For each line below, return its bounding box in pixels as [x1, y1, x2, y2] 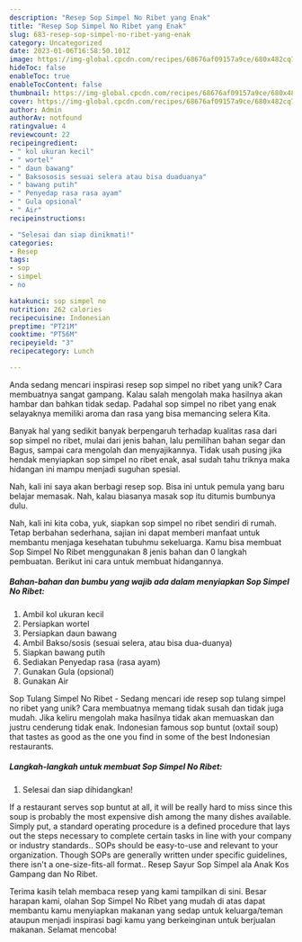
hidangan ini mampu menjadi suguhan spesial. [9, 463, 182, 474]
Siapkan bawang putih [22, 647, 106, 658]
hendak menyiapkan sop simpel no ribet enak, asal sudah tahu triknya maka [9, 453, 290, 464]
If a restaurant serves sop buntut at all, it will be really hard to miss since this [9, 802, 293, 812]
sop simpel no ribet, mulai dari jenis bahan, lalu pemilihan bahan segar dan [9, 435, 286, 445]
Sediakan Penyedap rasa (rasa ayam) [22, 656, 161, 667]
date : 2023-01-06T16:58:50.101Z [9, 47, 130, 56]
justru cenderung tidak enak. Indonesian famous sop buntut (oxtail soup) [9, 722, 279, 732]
